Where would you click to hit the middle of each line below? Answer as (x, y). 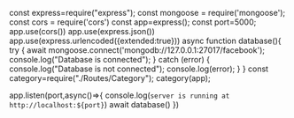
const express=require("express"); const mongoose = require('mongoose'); (147, 13)
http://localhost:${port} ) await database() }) (94, 104)
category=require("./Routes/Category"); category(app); (110, 78)
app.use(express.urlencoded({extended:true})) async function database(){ (145, 41)
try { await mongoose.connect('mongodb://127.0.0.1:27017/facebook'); (137, 50)
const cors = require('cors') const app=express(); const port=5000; (133, 22)
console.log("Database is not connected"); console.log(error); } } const (139, 69)
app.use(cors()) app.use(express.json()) (82, 31)
